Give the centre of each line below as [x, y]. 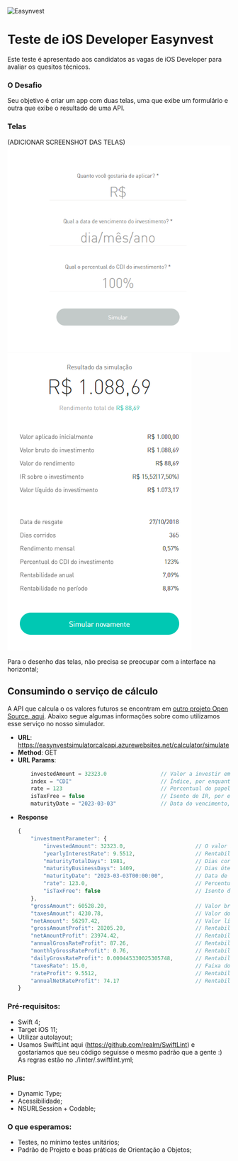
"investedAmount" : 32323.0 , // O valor [136, 846]
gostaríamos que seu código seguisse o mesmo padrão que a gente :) [120, 1052]
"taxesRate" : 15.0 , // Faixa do [131, 966]
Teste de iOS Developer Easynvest [110, 40]
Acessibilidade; [40, 1101]
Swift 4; [29, 1022]
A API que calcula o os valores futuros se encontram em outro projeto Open [118, 709]
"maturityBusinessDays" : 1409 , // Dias [131, 869]
